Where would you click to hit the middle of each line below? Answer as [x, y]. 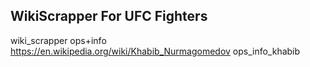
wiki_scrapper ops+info [58, 40]
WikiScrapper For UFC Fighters [109, 16]
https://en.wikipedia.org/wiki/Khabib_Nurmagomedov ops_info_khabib [155, 51]
